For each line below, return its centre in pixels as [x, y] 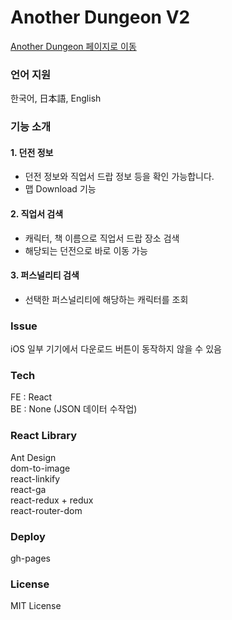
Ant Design [33, 457]
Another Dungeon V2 [100, 17]
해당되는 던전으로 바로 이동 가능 [86, 250]
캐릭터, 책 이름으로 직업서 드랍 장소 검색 [102, 238]
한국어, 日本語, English [56, 98]
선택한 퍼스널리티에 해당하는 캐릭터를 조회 [106, 299]
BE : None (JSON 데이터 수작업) [74, 409]
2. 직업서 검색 [37, 213]
